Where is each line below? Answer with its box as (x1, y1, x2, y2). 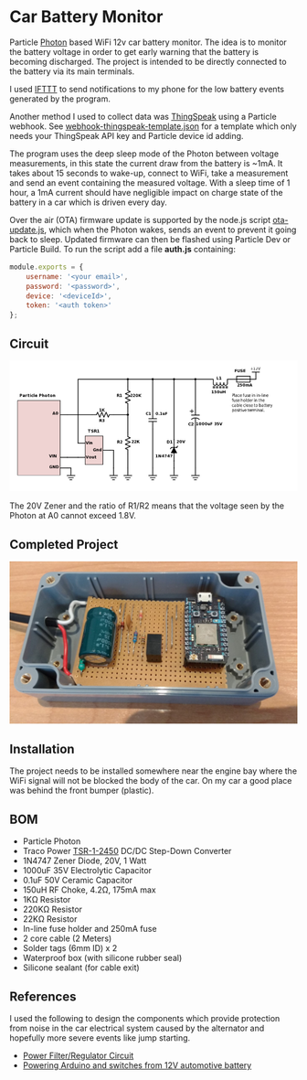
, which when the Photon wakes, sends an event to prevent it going (44, 224, 297, 235)
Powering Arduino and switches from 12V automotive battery (22, 1060, 252, 1071)
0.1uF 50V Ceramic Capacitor (22, 875, 133, 886)
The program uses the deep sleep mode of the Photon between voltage (9, 148, 280, 159)
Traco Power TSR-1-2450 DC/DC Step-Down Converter (22, 846, 232, 857)
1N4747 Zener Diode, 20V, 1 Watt (22, 855, 147, 866)
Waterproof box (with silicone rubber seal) (22, 953, 183, 964)
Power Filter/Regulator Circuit (22, 1050, 134, 1062)
